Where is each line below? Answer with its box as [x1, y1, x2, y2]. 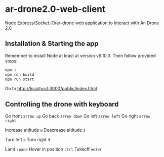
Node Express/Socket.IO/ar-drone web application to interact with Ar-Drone [5, 20, 160, 26]
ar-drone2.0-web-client [5, 3, 106, 15]
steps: [5, 58, 18, 64]
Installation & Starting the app [5, 40, 99, 48]
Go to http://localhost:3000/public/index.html [5, 86, 97, 92]
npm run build [5, 72, 35, 77]
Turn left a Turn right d [5, 137, 50, 143]
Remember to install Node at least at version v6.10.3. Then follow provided [5, 52, 156, 58]
